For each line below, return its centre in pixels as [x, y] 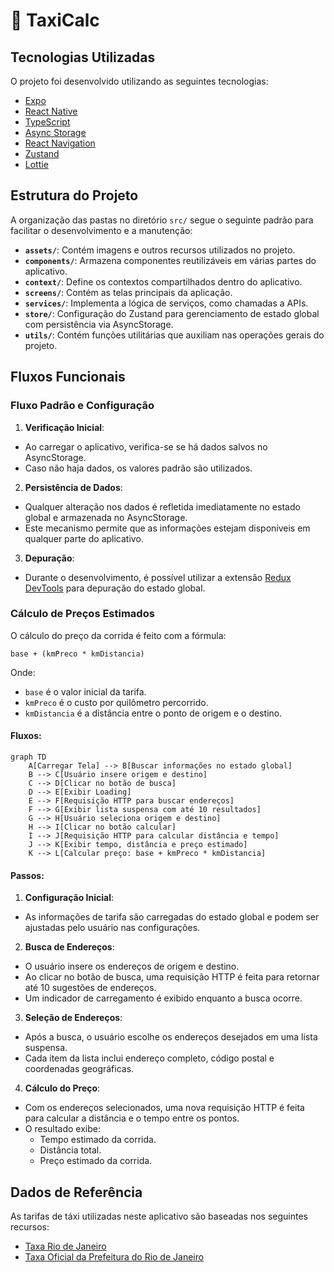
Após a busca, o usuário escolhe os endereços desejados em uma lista [171, 1037]
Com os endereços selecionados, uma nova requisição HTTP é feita [164, 1108]
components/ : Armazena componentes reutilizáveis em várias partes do [170, 260]
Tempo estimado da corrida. [98, 1140]
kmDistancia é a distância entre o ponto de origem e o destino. [153, 713]
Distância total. [70, 1150]
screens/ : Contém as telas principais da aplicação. [128, 292]
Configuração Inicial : [69, 898]
